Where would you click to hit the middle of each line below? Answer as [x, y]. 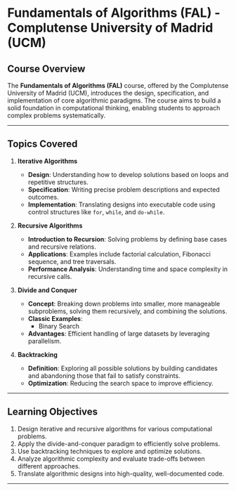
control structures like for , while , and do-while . [96, 211]
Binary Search [59, 326]
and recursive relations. [62, 247]
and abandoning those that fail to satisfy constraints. [104, 375]
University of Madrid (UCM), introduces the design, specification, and [108, 93]
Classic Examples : [55, 318]
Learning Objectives [53, 412]
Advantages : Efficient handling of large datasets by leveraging [119, 333]
